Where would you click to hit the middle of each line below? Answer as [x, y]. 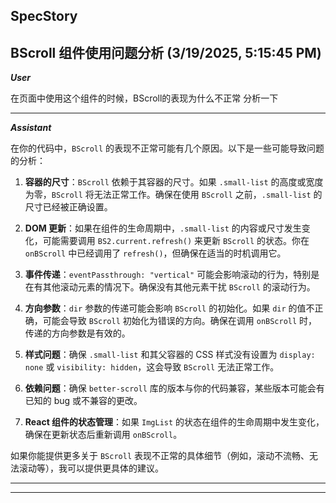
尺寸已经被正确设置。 [68, 207]
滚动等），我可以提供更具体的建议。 [91, 468]
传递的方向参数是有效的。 [77, 333]
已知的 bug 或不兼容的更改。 [83, 401]
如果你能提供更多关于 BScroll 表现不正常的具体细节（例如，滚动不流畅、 [160, 456]
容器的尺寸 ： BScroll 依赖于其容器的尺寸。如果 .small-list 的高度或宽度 [174, 182]
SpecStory [44, 16]
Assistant [31, 128]
